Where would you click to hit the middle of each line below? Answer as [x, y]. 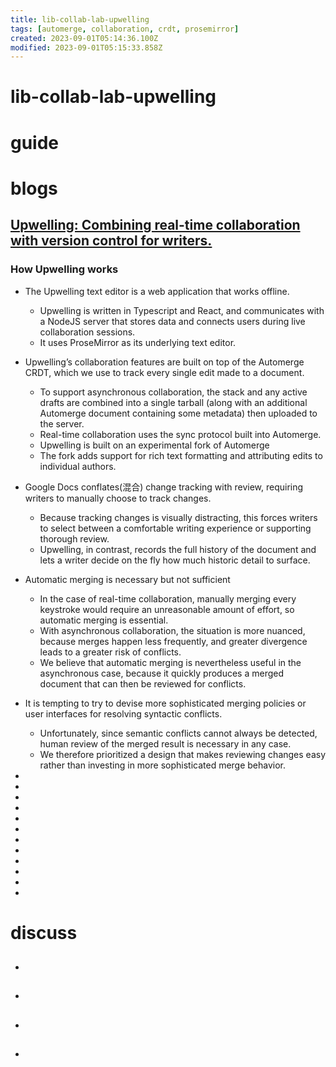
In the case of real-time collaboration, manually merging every [168, 598]
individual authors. [78, 466]
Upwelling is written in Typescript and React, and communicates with [182, 310]
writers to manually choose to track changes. [118, 498]
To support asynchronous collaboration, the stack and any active [173, 392]
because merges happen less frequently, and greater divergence [173, 641]
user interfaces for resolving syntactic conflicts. [123, 713]
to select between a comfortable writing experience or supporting [175, 528]
